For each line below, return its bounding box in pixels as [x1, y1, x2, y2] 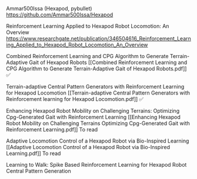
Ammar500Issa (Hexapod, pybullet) [6, 5, 92, 12]
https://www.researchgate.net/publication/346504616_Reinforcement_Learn [6, 35, 191, 42]
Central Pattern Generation [6, 167, 72, 174]
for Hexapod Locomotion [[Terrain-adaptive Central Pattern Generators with [6, 89, 190, 96]
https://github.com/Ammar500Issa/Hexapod [6, 11, 113, 18]
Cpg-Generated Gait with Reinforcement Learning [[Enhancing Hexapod [6, 114, 181, 120]
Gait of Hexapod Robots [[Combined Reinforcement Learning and [29, 59, 188, 66]
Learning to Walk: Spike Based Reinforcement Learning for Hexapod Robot [6, 161, 187, 168]
